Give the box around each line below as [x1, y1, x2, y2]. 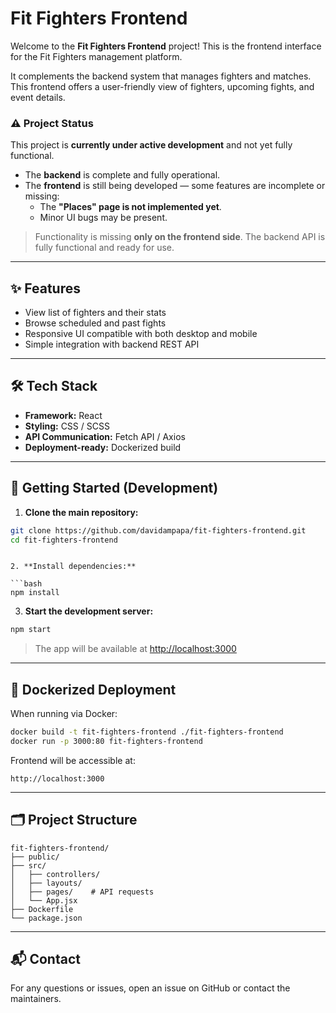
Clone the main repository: [24, 506, 139, 518]
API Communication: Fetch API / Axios [24, 430, 186, 442]
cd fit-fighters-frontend [10, 535, 118, 545]
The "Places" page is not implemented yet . [39, 201, 222, 213]
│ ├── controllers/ [10, 869, 101, 879]
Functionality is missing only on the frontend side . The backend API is [34, 231, 326, 243]
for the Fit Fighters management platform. [10, 50, 183, 62]
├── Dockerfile [10, 904, 74, 914]
